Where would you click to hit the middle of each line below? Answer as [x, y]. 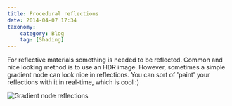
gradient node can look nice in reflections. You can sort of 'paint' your [109, 75]
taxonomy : [22, 27]
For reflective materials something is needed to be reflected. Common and [115, 60]
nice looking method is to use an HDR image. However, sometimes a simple [116, 67]
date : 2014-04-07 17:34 [42, 20]
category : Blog [42, 33]
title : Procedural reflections [53, 14]
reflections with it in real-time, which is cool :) [73, 82]
